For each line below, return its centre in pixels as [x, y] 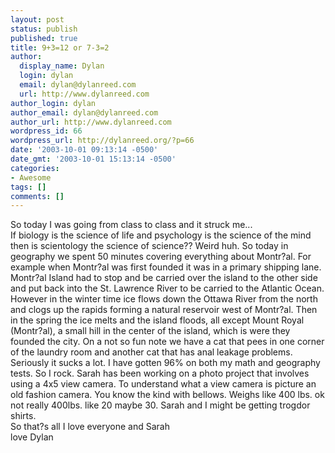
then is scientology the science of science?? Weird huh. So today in [149, 246]
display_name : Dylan [62, 66]
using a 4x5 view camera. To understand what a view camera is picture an [163, 384]
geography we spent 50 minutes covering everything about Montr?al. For [161, 257]
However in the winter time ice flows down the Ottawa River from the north [164, 299]
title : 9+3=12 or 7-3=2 [60, 47]
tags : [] [28, 187]
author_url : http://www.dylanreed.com [91, 122]
